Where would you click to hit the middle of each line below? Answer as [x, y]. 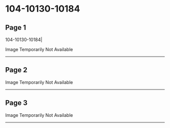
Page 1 [16, 28]
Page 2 [16, 70]
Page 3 [16, 103]
